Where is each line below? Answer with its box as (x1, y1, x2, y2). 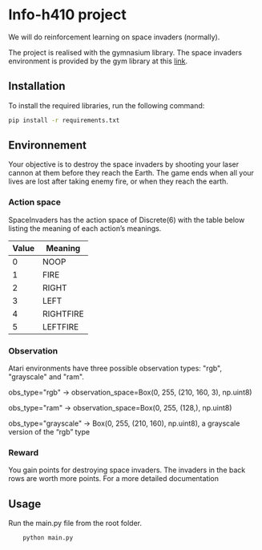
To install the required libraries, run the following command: (8, 100, 205, 110)
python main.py (22, 534, 74, 542)
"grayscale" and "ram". (8, 372, 84, 382)
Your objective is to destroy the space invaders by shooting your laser (8, 160, 239, 169)
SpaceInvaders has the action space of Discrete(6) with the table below (8, 215, 245, 224)
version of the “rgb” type (8, 427, 91, 437)
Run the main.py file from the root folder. (8, 519, 143, 528)
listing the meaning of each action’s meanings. (8, 223, 162, 233)
